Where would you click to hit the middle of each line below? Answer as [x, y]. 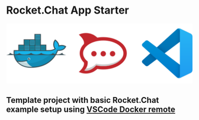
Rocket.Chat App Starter [68, 10]
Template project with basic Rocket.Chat [83, 100]
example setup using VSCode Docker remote [91, 109]
